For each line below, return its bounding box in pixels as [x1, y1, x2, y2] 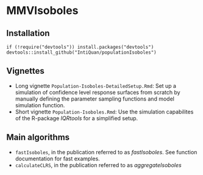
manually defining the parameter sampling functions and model [15, 95, 175, 102]
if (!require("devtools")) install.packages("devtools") [6, 44, 154, 50]
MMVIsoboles [6, 4, 79, 18]
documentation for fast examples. [15, 155, 101, 162]
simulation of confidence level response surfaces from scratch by [15, 88, 181, 96]
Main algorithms [6, 132, 70, 143]
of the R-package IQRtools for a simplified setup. [15, 114, 138, 122]
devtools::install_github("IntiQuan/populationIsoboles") [6, 49, 157, 55]
